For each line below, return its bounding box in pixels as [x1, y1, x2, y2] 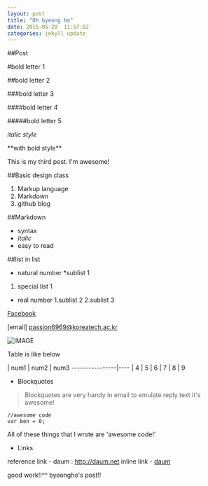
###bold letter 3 [7, 90, 55, 98]
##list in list [7, 255, 41, 263]
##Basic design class [7, 171, 69, 179]
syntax [17, 227, 37, 235]
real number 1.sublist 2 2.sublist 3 [17, 296, 115, 305]
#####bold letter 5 [7, 117, 62, 125]
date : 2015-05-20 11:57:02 [7, 23, 90, 30]
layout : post [7, 10, 46, 18]
